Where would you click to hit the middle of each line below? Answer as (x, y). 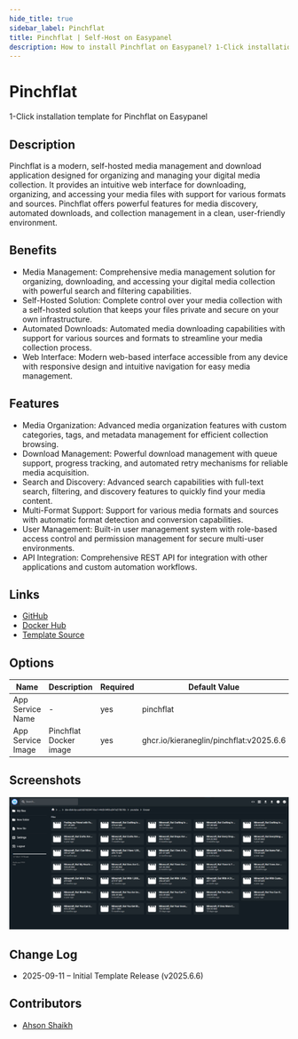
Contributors (46, 1004)
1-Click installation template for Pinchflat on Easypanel (109, 116)
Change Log (43, 954)
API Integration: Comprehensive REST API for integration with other (145, 557)
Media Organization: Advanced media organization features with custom (154, 425)
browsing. (40, 444)
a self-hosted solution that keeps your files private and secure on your (150, 309)
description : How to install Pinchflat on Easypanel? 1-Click (126, 47)
